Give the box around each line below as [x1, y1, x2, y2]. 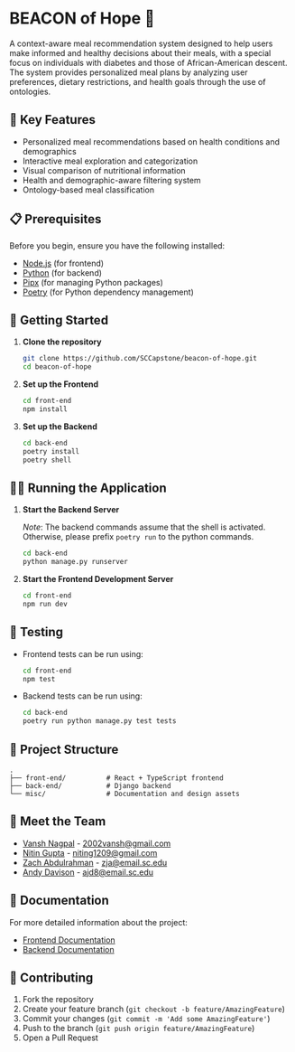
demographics [22, 146, 77, 156]
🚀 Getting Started [9, 312, 109, 328]
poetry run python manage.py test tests [22, 717, 177, 726]
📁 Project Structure [9, 741, 119, 757]
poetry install [22, 446, 80, 456]
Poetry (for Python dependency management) [22, 286, 194, 297]
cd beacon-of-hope [22, 362, 92, 371]
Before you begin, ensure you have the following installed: [9, 240, 226, 251]
